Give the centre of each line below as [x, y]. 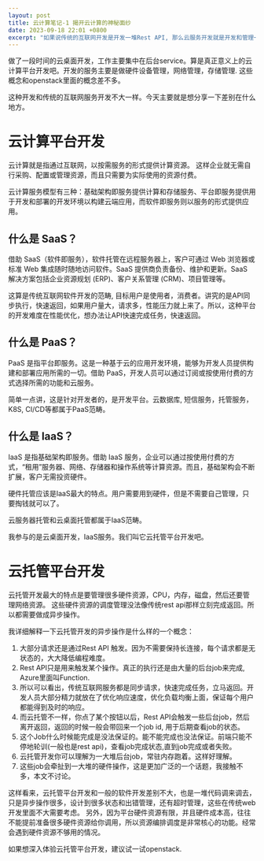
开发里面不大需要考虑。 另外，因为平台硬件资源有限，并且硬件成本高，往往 [130, 812]
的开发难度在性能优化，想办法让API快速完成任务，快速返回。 [107, 315]
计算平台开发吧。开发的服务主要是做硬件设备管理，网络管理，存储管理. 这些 [130, 71]
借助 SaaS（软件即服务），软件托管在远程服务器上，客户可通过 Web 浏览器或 [132, 259]
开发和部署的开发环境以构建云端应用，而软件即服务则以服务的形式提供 [128, 202]
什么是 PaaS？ [43, 342]
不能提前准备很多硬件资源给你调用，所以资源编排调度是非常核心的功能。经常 [132, 822]
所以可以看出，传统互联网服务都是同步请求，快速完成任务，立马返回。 [133, 687]
